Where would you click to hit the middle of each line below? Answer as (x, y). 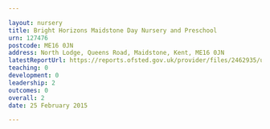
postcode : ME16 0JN (41, 45)
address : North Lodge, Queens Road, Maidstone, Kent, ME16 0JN (117, 53)
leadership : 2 (32, 83)
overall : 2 (27, 98)
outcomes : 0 (28, 90)
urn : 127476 (28, 38)
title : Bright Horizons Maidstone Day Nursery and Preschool (113, 30)
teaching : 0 (28, 68)
